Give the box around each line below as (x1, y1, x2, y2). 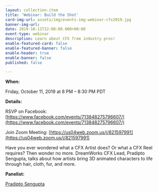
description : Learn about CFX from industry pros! (5, 36, 116, 42)
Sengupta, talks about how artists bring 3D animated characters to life (5, 156, 153, 162)
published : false (5, 60, 42, 65)
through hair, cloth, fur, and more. (5, 161, 76, 167)
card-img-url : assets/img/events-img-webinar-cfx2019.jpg (5, 17, 131, 22)
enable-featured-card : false (5, 41, 67, 46)
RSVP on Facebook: (5, 108, 48, 114)
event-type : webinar (5, 31, 50, 36)
